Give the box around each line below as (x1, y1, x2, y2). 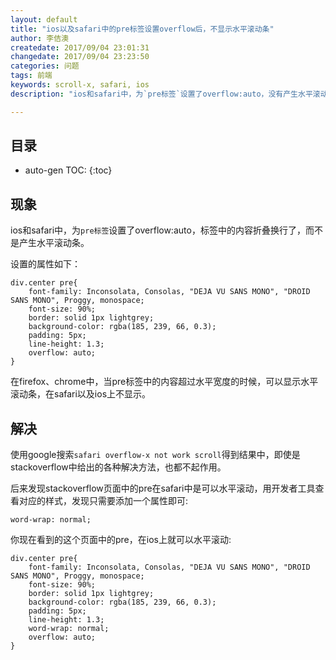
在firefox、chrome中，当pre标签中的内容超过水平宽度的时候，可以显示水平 (10, 376, 319, 388)
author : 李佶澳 (10, 33, 69, 43)
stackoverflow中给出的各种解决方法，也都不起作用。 (10, 461, 227, 473)
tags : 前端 (10, 71, 53, 81)
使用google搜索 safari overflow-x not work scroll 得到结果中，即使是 (10, 449, 301, 461)
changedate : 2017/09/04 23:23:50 (10, 52, 150, 62)
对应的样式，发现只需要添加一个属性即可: (18, 495, 189, 507)
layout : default (10, 14, 78, 25)
